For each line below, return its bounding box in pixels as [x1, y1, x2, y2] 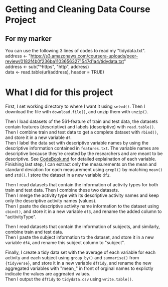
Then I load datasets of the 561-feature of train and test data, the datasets [5, 118, 158, 124]
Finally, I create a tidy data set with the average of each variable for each [5, 249, 156, 255]
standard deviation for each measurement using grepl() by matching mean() [5, 166, 163, 172]
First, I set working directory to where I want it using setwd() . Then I [5, 103, 145, 109]
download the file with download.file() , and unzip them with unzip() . [5, 108, 149, 114]
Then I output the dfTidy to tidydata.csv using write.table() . [5, 276, 133, 282]
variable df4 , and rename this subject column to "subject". [5, 239, 125, 245]
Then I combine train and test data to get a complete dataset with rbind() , [5, 129, 158, 135]
